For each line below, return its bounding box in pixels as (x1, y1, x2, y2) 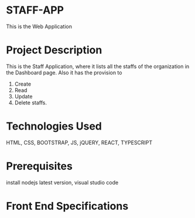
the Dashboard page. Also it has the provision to (6, 69, 122, 76)
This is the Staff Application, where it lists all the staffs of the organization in (6, 63, 190, 70)
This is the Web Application (6, 23, 72, 30)
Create (14, 80, 31, 87)
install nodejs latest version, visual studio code (6, 179, 119, 186)
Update (14, 93, 33, 100)
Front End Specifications (6, 199, 129, 213)
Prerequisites (6, 159, 73, 173)
